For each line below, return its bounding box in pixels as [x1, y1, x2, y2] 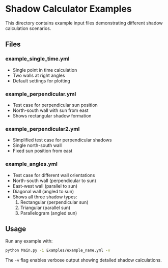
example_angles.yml [5, 161, 58, 168]
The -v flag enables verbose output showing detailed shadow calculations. [5, 257, 162, 263]
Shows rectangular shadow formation [12, 112, 92, 118]
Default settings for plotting [12, 77, 70, 84]
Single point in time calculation [12, 67, 77, 73]
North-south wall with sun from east [12, 107, 89, 113]
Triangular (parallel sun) [20, 204, 71, 211]
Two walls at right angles [12, 72, 65, 78]
